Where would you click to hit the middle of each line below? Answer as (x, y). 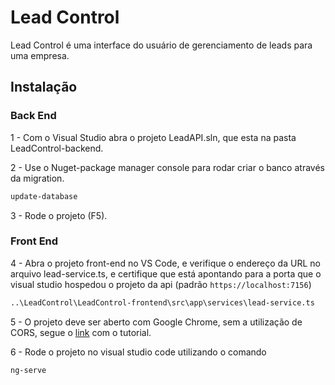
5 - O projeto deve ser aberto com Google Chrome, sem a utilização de (156, 322)
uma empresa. (40, 55)
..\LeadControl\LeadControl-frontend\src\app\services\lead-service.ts (162, 302)
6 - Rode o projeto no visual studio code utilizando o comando (138, 352)
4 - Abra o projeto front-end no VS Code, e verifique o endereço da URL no (165, 263)
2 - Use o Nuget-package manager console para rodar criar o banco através (167, 167)
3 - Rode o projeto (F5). (59, 215)
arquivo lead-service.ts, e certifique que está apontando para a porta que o (166, 273)
